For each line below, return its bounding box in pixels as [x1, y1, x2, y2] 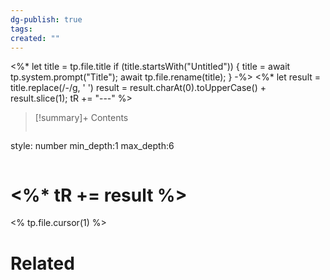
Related [10, 252, 75, 275]
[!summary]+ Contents [34, 112, 129, 124]
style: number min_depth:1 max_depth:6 [10, 140, 175, 152]
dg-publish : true [10, 14, 83, 25]
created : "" [10, 33, 60, 43]
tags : [10, 24, 33, 34]
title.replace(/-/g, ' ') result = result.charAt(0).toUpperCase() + [10, 82, 267, 94]
